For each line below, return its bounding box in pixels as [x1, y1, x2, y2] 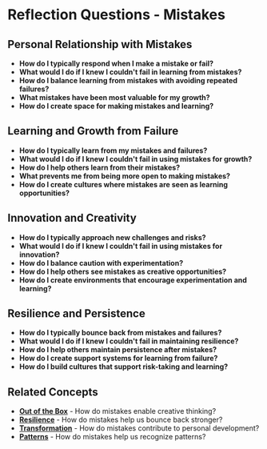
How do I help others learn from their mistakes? [18, 162, 181, 172]
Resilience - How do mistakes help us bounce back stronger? [18, 415, 223, 425]
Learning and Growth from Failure [7, 124, 179, 138]
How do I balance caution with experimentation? [18, 258, 184, 267]
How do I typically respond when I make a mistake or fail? [18, 58, 213, 68]
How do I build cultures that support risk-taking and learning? [18, 362, 229, 371]
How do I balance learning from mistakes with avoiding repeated [18, 76, 237, 85]
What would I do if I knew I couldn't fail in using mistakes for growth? [18, 154, 253, 163]
